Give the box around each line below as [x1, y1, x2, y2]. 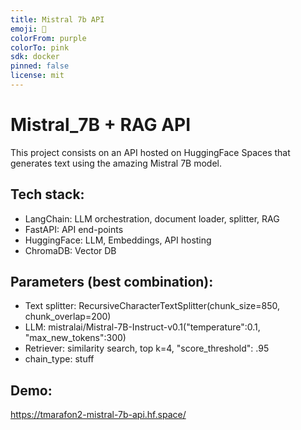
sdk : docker [10, 52, 60, 62]
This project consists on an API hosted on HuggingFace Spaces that [10, 146, 291, 158]
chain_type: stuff [24, 353, 95, 365]
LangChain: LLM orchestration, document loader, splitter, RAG [24, 212, 280, 225]
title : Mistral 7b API [10, 14, 105, 25]
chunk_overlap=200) [24, 311, 112, 323]
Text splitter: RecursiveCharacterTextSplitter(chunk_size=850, [24, 300, 280, 312]
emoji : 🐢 [10, 24, 47, 34]
